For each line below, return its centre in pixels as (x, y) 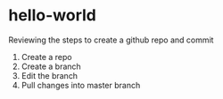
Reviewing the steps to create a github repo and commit (111, 40)
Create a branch (51, 66)
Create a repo (46, 57)
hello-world (53, 15)
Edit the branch (49, 75)
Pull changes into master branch (81, 85)
